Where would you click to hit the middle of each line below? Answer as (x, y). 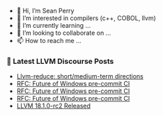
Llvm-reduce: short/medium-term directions (80, 76)
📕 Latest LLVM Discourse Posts (60, 61)
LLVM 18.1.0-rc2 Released (54, 106)
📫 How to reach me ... (49, 41)
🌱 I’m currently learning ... (54, 25)
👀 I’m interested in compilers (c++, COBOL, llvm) (86, 18)
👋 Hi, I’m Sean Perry (45, 11)
